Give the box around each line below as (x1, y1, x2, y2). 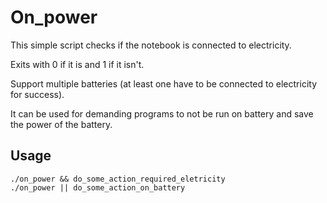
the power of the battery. (10, 118, 113, 130)
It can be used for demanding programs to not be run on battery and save (10, 107, 314, 120)
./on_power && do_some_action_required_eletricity (10, 174, 226, 184)
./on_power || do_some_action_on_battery (10, 182, 186, 193)
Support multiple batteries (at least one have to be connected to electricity (10, 77, 317, 90)
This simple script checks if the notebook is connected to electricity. (10, 39, 292, 51)
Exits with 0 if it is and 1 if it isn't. (10, 58, 145, 70)
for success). (10, 88, 65, 100)
